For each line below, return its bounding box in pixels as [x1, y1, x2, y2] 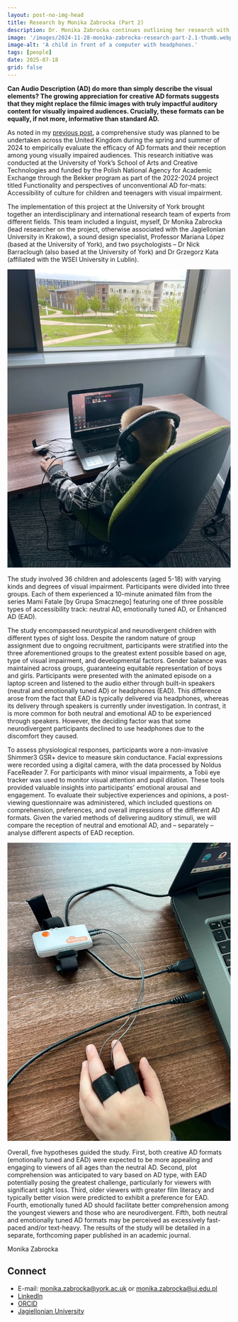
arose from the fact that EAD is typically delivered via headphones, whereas [7, 694, 229, 702]
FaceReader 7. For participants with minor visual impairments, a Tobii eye [7, 767, 221, 777]
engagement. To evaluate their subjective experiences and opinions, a [7, 790, 212, 799]
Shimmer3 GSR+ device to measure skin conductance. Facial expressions [7, 753, 223, 761]
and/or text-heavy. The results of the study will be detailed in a [27, 1223, 211, 1232]
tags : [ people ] [7, 49, 52, 56]
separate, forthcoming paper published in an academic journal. [7, 1230, 191, 1239]
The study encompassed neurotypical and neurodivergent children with [7, 626, 217, 635]
